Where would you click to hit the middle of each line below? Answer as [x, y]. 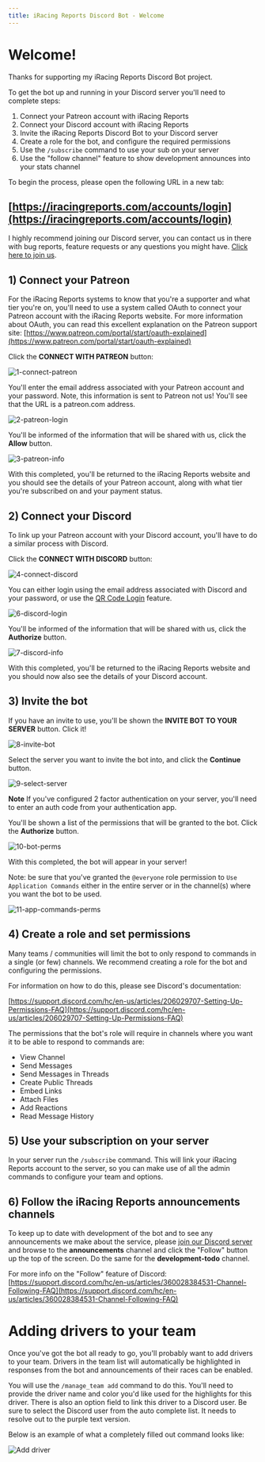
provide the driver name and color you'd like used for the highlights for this [130, 1394]
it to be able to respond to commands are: [76, 1042]
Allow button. [30, 443]
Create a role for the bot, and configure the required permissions [125, 141]
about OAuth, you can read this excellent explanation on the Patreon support [133, 324]
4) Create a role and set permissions [100, 934]
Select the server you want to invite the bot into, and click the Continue [125, 759]
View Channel [42, 1057]
